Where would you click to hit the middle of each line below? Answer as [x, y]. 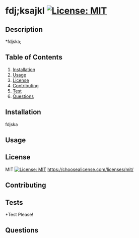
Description [24, 29]
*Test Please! [19, 215]
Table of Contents [34, 57]
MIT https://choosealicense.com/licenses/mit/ [69, 169]
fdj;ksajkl [25, 11]
